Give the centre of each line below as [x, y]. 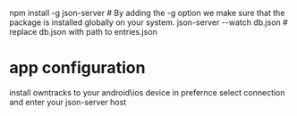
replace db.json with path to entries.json [84, 32]
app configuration [77, 68]
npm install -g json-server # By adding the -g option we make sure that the [147, 13]
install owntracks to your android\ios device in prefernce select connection [147, 92]
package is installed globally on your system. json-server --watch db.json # [148, 22]
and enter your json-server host [68, 102]
